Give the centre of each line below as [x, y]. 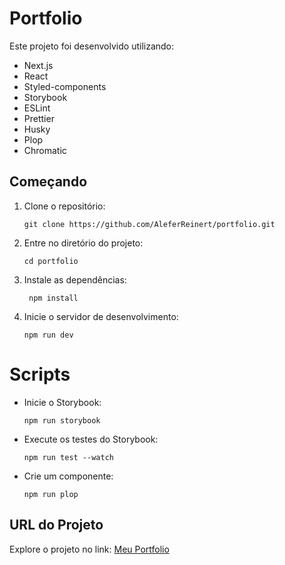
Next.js [38, 65]
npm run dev [48, 335]
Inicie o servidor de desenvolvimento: [101, 316]
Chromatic [45, 150]
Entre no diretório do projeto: [83, 243]
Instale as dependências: [75, 279]
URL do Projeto [56, 525]
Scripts [40, 374]
